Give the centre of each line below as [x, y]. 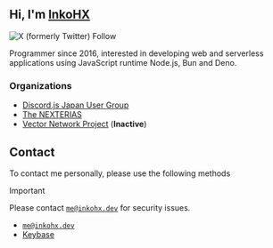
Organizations [41, 85]
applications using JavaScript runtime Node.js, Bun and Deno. [123, 62]
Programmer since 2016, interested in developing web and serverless [136, 53]
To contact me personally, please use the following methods [120, 173]
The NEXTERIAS [52, 115]
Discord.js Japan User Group [75, 105]
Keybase [38, 234]
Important [27, 190]
